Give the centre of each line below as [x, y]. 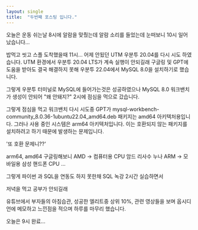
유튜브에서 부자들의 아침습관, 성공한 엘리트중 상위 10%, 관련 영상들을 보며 [91, 201]
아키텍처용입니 [174, 116]
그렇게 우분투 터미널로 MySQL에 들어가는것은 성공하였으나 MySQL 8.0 [88, 89]
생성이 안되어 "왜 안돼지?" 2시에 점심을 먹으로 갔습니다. [76, 96]
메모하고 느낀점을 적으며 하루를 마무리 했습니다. [71, 208]
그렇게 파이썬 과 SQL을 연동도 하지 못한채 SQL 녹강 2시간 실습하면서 [85, 176]
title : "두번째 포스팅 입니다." [42, 17]
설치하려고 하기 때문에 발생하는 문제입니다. [55, 131]
